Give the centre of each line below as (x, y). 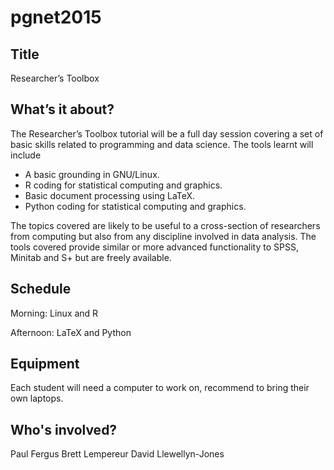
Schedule (41, 289)
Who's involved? (64, 429)
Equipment (45, 364)
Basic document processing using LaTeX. (110, 195)
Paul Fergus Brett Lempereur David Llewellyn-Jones (117, 454)
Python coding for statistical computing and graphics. (135, 206)
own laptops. (37, 398)
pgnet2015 (56, 17)
